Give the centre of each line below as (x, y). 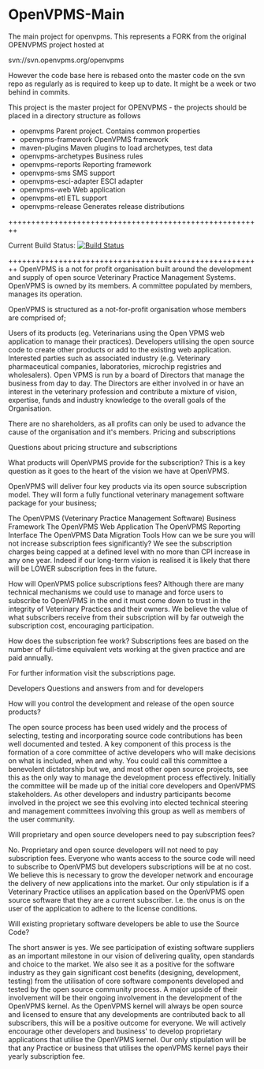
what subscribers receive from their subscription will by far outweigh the (126, 617)
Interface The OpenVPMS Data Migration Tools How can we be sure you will (132, 534)
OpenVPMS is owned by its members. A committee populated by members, (130, 285)
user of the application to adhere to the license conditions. (103, 908)
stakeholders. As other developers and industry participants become (119, 794)
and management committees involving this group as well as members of (127, 810)
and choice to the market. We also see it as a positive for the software (121, 964)
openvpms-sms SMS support (67, 173)
